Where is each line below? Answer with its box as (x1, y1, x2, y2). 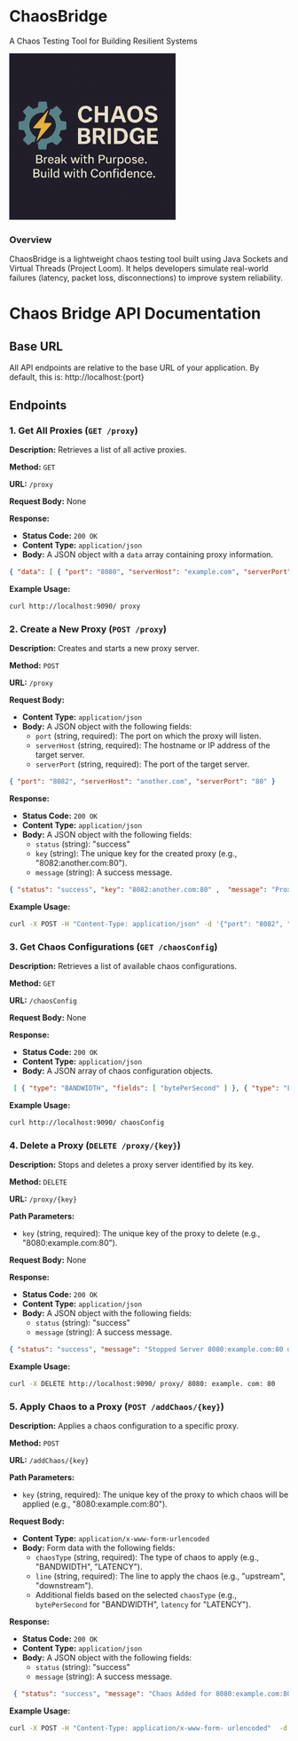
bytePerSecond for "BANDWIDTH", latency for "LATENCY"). (35, 1599, 251, 1610)
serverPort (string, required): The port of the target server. (35, 759, 250, 769)
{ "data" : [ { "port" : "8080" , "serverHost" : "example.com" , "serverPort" (9, 567, 292, 576)
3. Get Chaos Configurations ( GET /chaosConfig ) (9, 941, 218, 953)
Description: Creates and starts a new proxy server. (9, 642, 200, 653)
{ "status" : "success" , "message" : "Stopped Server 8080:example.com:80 (9, 1344, 284, 1354)
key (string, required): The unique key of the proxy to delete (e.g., (21, 1227, 261, 1239)
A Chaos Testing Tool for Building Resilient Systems (9, 35, 198, 46)
